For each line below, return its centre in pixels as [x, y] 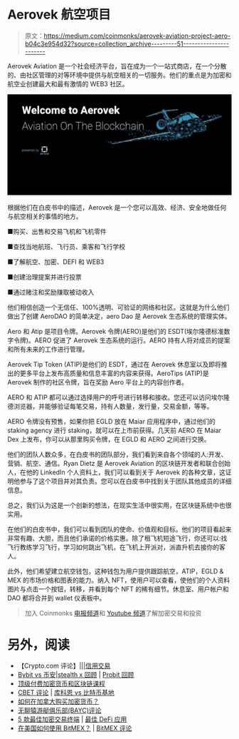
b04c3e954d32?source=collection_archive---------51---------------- [127, 44]
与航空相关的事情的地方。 [45, 216]
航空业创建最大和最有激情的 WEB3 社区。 [68, 83]
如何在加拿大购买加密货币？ [58, 702]
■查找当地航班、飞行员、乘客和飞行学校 [67, 247]
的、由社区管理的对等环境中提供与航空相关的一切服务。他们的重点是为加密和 [119, 75]
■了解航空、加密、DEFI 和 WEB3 [56, 262]
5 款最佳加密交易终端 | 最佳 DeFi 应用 [72, 719]
